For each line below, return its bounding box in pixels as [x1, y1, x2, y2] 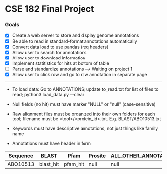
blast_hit [39, 160, 59, 167]
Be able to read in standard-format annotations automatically [12, 38, 138, 44]
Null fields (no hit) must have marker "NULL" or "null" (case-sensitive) [12, 101, 156, 107]
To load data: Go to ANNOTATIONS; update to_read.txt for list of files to [12, 86, 159, 92]
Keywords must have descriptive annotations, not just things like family [12, 125, 158, 131]
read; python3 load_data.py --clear [12, 91, 84, 97]
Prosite [88, 152, 106, 159]
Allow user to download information [12, 55, 85, 60]
